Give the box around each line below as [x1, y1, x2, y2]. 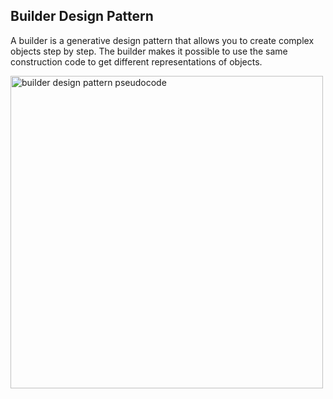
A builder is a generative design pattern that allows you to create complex [10, 34, 315, 46]
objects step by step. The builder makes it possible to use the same [10, 45, 288, 57]
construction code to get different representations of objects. [10, 55, 263, 68]
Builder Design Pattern [10, 8, 154, 25]
